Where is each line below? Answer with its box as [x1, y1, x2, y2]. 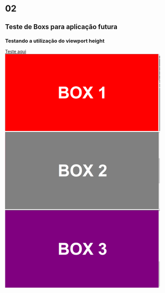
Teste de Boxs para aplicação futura [5, 23, 118, 31]
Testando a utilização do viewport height [5, 37, 105, 44]
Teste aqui [5, 48, 27, 54]
